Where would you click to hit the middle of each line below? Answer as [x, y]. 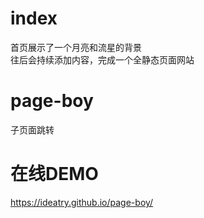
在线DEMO [54, 174]
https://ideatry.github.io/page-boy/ [82, 202]
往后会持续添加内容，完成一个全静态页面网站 [102, 59]
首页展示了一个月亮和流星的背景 [76, 47]
